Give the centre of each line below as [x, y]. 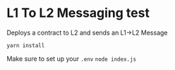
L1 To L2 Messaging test [78, 13]
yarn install [26, 45]
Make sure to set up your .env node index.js [72, 59]
